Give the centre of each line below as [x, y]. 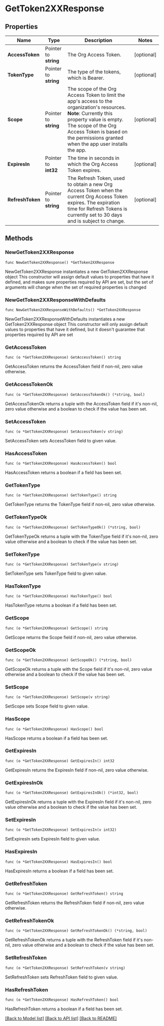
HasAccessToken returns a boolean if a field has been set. [64, 473]
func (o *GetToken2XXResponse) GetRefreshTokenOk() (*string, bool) [76, 931]
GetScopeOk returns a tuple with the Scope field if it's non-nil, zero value [79, 669]
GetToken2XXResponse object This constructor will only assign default [76, 324]
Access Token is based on [98, 132]
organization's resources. [97, 107]
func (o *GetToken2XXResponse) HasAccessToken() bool [61, 464]
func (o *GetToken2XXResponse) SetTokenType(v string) [62, 565]
